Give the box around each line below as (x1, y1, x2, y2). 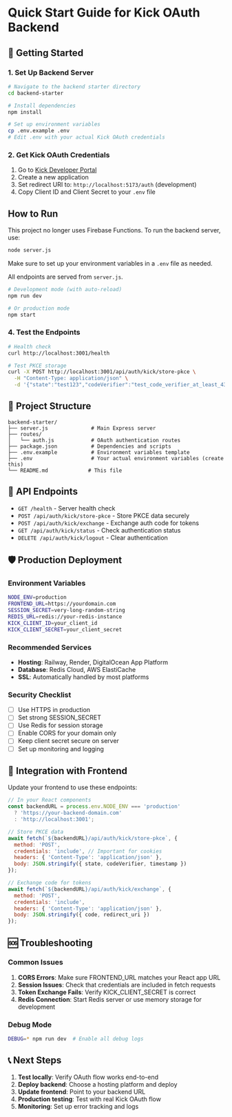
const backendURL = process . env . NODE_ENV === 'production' (8, 803, 181, 810)
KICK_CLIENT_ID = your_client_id (8, 620, 98, 626)
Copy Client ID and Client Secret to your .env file (17, 188, 156, 196)
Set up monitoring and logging (17, 744, 104, 753)
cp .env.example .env (8, 128, 70, 135)
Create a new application (17, 173, 89, 181)
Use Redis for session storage (17, 721, 103, 729)
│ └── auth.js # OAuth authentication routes (8, 437, 181, 444)
